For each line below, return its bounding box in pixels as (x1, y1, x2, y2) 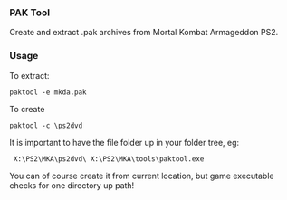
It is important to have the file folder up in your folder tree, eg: (9, 137, 240, 148)
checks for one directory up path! (9, 179, 135, 191)
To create (9, 103, 45, 114)
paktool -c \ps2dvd (9, 120, 83, 130)
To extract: (9, 70, 50, 81)
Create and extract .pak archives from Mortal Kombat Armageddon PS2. (9, 27, 279, 38)
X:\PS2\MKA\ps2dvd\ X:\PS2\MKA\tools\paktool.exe (13, 154, 205, 164)
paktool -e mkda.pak (9, 88, 88, 97)
